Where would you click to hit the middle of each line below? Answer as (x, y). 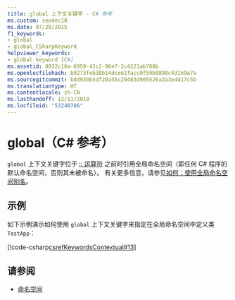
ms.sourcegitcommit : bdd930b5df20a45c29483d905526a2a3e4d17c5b (102, 79)
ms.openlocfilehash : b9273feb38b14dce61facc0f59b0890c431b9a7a (102, 73)
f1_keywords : (26, 34)
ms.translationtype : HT (42, 86)
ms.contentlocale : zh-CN (44, 92)
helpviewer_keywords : (39, 54)
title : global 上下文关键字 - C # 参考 (60, 14)
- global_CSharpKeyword (42, 47)
